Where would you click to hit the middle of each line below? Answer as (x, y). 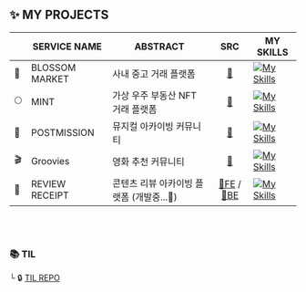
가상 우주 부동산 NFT (155, 95)
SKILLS (272, 52)
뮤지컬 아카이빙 (143, 126)
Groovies (50, 161)
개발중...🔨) (156, 197)
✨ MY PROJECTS (59, 15)
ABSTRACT (159, 47)
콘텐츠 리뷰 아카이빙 (153, 183)
